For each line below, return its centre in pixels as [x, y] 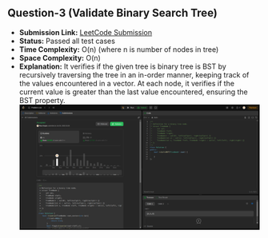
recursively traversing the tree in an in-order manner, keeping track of [134, 74]
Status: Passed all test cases [67, 41]
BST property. [42, 100]
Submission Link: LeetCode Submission [86, 32]
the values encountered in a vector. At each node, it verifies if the [127, 83]
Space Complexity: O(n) [60, 58]
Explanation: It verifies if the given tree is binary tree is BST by [123, 66]
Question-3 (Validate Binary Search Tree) [112, 13]
